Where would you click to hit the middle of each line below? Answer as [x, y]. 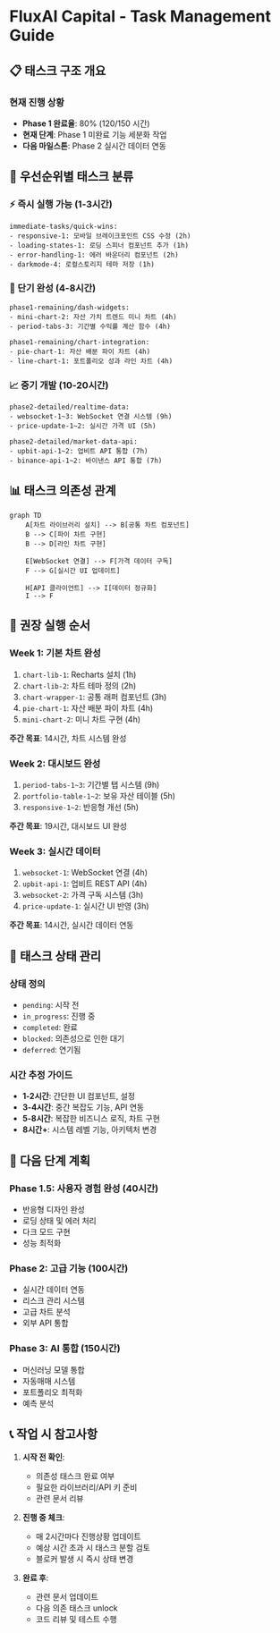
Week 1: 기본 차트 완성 [55, 653]
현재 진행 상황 [37, 102]
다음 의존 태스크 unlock [76, 1608]
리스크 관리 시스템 [53, 1301]
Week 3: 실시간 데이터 [55, 851]
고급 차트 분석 [46, 1312]
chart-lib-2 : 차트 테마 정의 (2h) [79, 685]
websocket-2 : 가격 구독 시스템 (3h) [83, 895]
